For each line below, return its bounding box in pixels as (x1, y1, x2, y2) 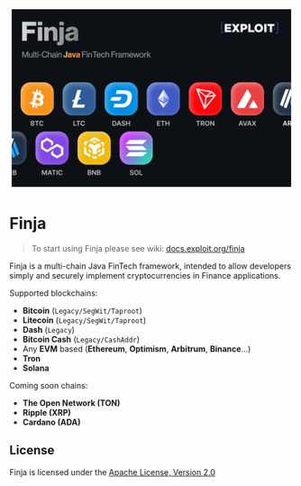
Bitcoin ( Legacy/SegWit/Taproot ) (22, 305, 142, 316)
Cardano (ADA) (22, 417, 81, 427)
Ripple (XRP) (22, 407, 72, 417)
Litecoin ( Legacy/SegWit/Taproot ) (22, 315, 147, 326)
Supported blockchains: (9, 288, 98, 298)
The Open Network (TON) (22, 397, 121, 408)
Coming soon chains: (9, 380, 88, 390)
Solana (22, 362, 50, 373)
